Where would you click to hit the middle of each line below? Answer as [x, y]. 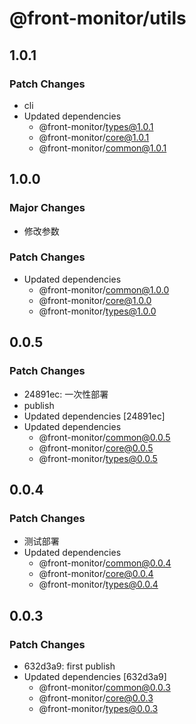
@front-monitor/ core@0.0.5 [96, 448]
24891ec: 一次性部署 [66, 394]
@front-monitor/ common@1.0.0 [104, 289]
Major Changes [47, 208]
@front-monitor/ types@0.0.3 [98, 708]
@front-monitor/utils [98, 18]
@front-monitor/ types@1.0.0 [97, 311]
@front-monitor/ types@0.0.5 [98, 458]
